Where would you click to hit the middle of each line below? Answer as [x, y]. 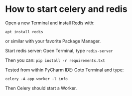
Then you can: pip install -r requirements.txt [55, 60]
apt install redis [24, 32]
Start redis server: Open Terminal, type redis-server [59, 50]
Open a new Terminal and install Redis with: [50, 23]
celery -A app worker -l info [37, 79]
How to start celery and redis [66, 9]
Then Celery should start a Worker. [41, 88]
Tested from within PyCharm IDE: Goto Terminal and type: [65, 70]
